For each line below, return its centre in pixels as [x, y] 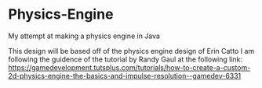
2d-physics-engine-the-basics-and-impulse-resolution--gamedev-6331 [125, 76]
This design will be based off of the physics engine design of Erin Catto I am [131, 51]
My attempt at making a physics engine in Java [84, 36]
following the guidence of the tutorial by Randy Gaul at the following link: [126, 59]
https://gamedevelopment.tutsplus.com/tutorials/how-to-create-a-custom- [129, 67]
